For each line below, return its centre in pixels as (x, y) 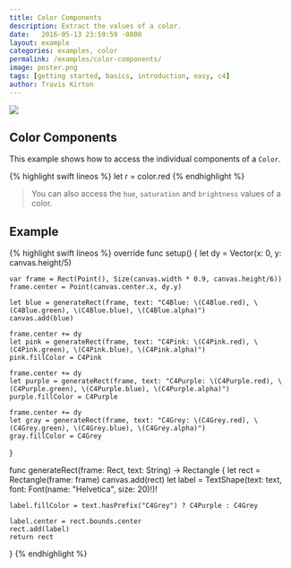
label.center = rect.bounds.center (76, 521)
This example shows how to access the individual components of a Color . (145, 159)
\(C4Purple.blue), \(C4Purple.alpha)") (155, 389)
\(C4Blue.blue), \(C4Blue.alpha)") (139, 310)
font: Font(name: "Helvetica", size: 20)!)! (84, 489)
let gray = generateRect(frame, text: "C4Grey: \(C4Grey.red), (130, 421)
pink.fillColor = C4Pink (56, 358)
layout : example (39, 43)
